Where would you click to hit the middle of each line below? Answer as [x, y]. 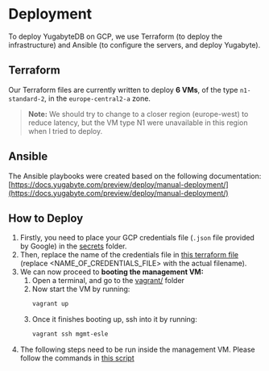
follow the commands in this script [77, 358]
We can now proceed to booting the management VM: [112, 272]
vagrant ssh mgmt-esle [70, 334]
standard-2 [27, 99]
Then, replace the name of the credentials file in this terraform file [129, 255]
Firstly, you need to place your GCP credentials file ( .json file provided [137, 238]
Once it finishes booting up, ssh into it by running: [114, 319]
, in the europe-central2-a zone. [97, 98]
